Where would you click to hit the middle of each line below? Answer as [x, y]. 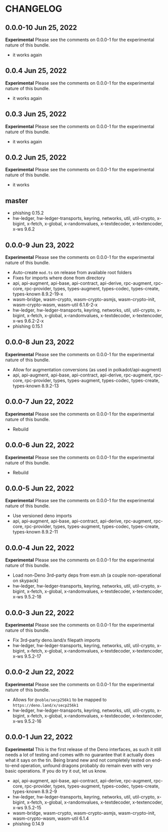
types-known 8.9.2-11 [35, 532]
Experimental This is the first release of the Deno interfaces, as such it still [83, 749]
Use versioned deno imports [42, 516]
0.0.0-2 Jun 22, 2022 [40, 672]
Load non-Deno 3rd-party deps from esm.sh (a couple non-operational [87, 575]
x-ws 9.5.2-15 [27, 807]
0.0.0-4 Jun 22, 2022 [40, 548]
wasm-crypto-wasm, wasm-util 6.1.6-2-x [55, 305]
